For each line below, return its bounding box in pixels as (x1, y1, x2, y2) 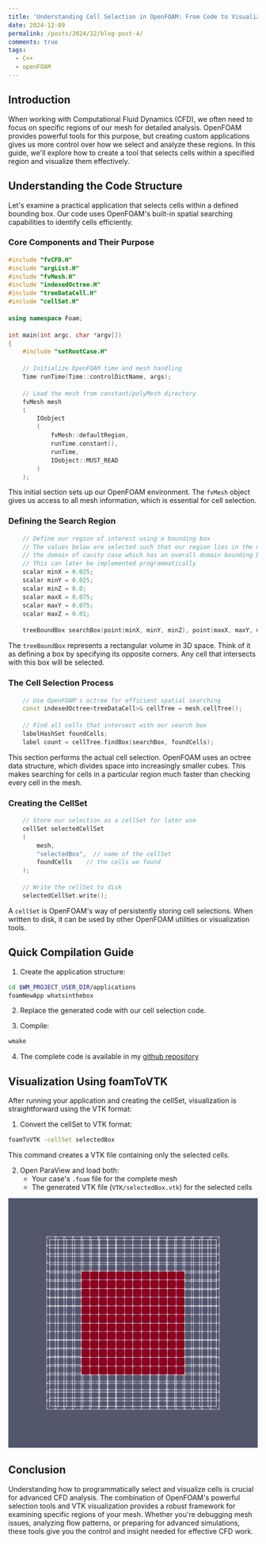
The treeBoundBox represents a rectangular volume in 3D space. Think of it (8, 641, 251, 650)
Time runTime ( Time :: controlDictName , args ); (22, 373, 172, 381)
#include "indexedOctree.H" (8, 281, 101, 289)
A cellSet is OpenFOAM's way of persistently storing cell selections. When (8, 905, 253, 915)
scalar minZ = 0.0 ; (22, 585, 87, 593)
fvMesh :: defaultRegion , (50, 432, 129, 440)
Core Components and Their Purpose (8, 237, 154, 248)
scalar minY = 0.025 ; (22, 577, 93, 585)
